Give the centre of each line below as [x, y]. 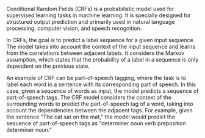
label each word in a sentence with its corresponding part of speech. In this [101, 84]
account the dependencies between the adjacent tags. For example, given [100, 110]
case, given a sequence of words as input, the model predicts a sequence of [103, 91]
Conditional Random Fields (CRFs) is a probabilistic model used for [90, 9]
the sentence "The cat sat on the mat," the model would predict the [91, 117]
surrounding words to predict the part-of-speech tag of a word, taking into [100, 104]
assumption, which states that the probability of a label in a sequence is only [103, 60]
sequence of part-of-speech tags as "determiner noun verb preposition [96, 123]
